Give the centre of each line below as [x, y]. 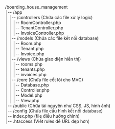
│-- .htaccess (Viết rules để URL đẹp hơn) [47, 121]
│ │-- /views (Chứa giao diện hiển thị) [43, 59]
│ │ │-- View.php [22, 100]
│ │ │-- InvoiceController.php [35, 33]
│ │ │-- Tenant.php [24, 49]
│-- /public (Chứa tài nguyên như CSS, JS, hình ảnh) [58, 106]
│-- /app [14, 12]
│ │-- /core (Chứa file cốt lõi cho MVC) [44, 80]
